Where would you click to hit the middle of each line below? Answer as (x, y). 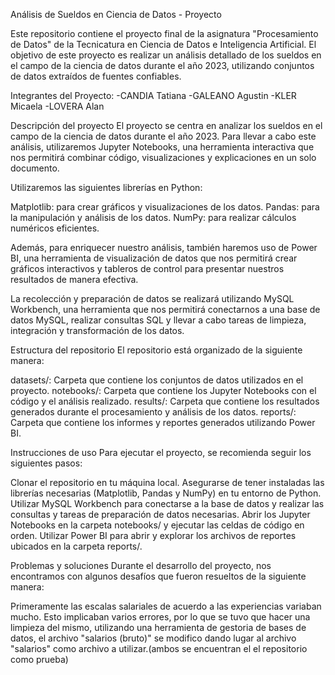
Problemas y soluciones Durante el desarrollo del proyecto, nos (141, 565)
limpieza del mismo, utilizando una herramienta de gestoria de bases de (158, 627)
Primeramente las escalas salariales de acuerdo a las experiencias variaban (166, 606)
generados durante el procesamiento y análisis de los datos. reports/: (153, 412)
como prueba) (39, 659)
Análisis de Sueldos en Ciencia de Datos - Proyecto (116, 14)
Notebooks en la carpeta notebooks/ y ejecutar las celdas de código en (157, 525)
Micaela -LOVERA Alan (57, 106)
